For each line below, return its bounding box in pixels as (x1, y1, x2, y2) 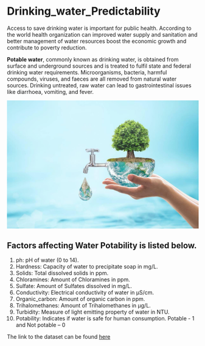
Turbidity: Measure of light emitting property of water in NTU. (15, 308, 170, 315)
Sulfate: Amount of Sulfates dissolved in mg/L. (15, 283, 133, 290)
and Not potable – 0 (15, 322, 66, 329)
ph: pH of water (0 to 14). (15, 256, 79, 264)
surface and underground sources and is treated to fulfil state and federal (7, 62, 191, 70)
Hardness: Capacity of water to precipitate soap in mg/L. (15, 263, 158, 270)
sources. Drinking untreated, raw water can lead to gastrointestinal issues (7, 81, 192, 89)
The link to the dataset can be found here (7, 333, 111, 341)
